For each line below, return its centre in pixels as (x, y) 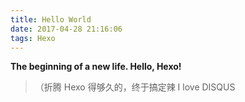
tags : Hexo (33, 38)
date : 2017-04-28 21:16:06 (66, 29)
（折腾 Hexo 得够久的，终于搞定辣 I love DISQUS (135, 87)
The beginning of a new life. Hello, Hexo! (96, 67)
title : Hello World (51, 19)
